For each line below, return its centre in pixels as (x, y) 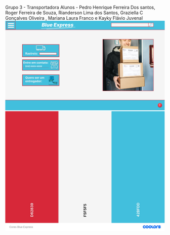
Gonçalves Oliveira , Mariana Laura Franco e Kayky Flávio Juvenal (74, 18)
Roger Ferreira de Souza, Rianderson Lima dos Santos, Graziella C (74, 13)
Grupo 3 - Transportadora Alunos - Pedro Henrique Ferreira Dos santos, (80, 7)
